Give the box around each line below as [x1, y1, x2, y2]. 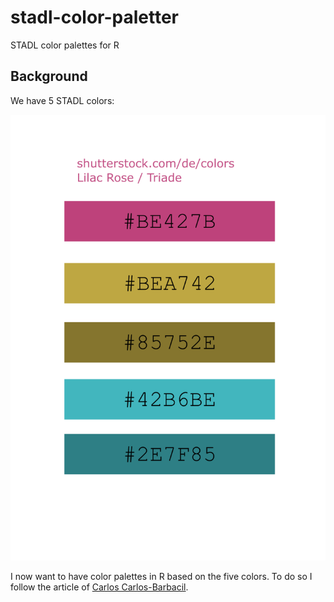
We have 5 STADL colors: [10, 94, 115, 106]
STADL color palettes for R [10, 39, 120, 51]
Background [10, 68, 88, 85]
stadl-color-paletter [10, 6, 180, 29]
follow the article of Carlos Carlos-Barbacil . [10, 581, 189, 593]
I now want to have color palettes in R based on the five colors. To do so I [10, 570, 313, 582]
